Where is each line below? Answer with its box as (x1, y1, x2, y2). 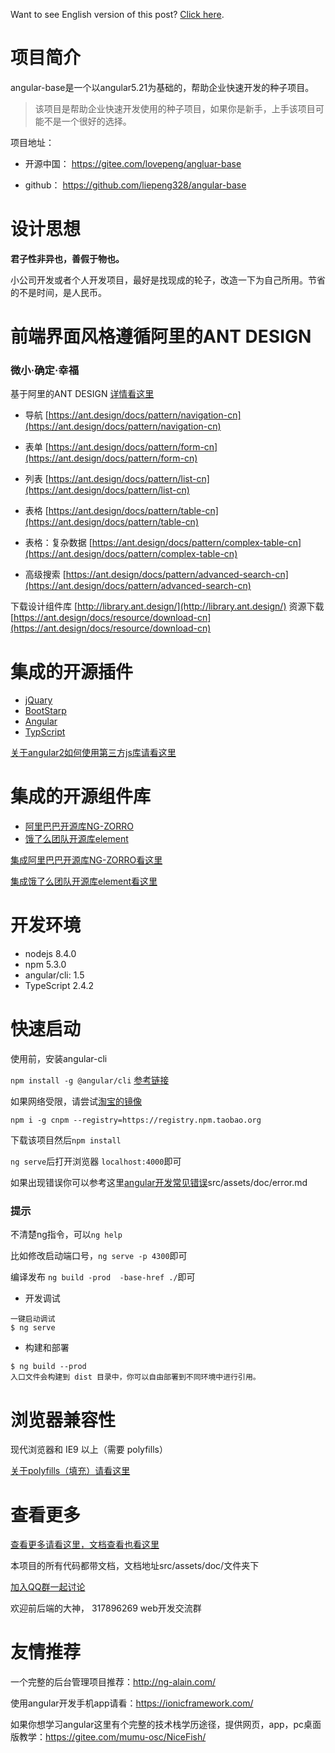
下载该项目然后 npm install (10, 1134, 122, 1146)
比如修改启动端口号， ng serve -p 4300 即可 (10, 1250, 188, 1262)
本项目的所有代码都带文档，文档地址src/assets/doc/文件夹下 (10, 1560, 260, 1572)
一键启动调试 (10, 1314, 56, 1324)
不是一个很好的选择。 (43, 115, 132, 127)
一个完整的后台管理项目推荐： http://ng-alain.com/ (10, 1676, 216, 1688)
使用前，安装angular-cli (10, 1053, 108, 1065)
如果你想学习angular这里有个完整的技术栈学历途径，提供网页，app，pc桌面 (10, 1719, 322, 1731)
